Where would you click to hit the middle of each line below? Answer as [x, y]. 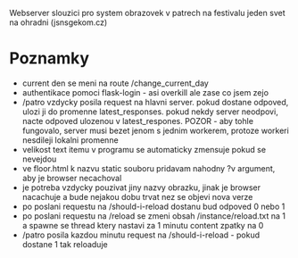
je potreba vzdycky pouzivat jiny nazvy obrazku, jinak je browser [141, 187]
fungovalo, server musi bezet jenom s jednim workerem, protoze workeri [156, 130]
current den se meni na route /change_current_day [116, 83]
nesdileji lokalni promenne [70, 140]
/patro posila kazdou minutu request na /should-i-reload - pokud [141, 235]
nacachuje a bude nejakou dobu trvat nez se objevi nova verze [137, 196]
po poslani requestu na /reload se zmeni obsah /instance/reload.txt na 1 [154, 216]
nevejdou [39, 159]
